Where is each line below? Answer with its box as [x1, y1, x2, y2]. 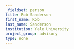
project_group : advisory [5, 31, 58, 36]
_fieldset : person [5, 7, 44, 13]
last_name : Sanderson [5, 21, 51, 27]
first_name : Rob [5, 17, 40, 22]
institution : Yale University [5, 27, 69, 32]
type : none [5, 36, 28, 41]
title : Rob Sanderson [5, 12, 51, 17]
